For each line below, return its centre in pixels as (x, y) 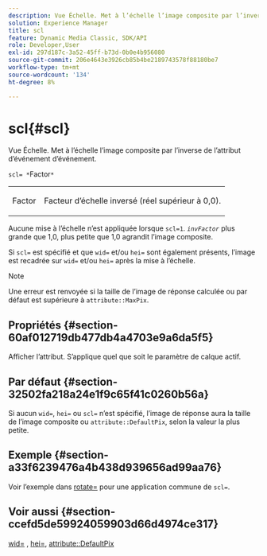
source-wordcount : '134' (49, 75)
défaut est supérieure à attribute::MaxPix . (79, 300)
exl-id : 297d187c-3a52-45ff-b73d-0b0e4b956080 (87, 52)
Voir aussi (33, 512)
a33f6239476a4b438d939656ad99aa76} (115, 467)
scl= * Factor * (31, 174)
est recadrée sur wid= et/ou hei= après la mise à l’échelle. (102, 261)
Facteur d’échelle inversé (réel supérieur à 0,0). (132, 201)
